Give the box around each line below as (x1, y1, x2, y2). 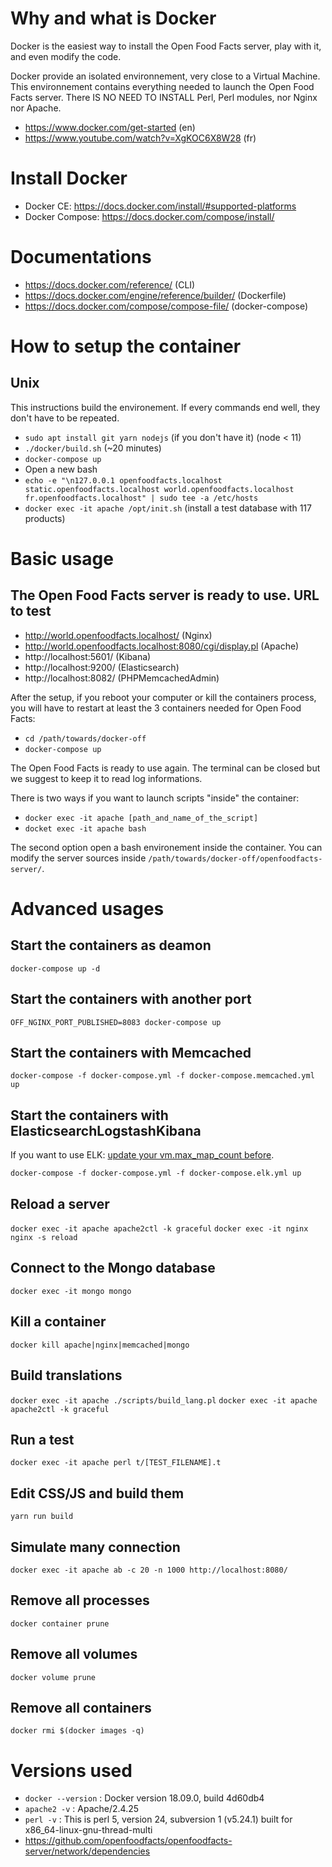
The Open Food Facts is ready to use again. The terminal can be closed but (10, 762, 321, 774)
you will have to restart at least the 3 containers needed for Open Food (10, 702, 302, 714)
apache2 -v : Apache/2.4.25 (24, 1803, 140, 1815)
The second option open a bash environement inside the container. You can (10, 841, 323, 853)
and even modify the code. (10, 50, 122, 62)
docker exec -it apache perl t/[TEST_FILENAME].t (10, 1458, 222, 1468)
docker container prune (10, 1618, 110, 1629)
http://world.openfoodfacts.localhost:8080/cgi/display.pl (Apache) (24, 640, 300, 652)
